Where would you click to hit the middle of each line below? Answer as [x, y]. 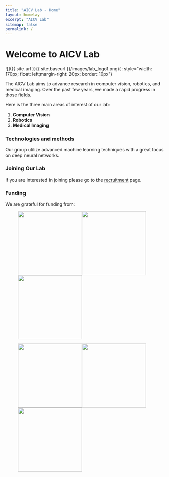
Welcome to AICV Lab [52, 55]
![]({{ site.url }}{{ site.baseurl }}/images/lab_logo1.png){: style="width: [79, 69]
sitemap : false [21, 24]
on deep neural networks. [32, 155]
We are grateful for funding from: [40, 204]
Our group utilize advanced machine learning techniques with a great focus [84, 150]
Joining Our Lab [26, 168]
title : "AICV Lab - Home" [33, 10]
